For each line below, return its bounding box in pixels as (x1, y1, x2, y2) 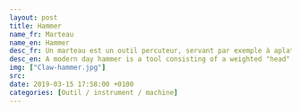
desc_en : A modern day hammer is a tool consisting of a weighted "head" (9, 55, 291, 64)
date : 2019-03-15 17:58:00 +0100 (9, 80, 134, 89)
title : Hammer (9, 21, 63, 30)
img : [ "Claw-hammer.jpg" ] (9, 64, 106, 73)
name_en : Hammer (9, 38, 70, 47)
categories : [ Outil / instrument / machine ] (9, 88, 178, 97)
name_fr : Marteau (9, 30, 74, 38)
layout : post (9, 13, 58, 22)
